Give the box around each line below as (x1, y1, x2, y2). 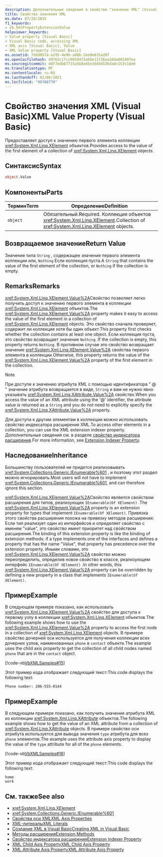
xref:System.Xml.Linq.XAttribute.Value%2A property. (5, 407, 111, 413)
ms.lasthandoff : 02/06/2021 (5, 75, 62, 80)
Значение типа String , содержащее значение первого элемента (5, 252, 140, 258)
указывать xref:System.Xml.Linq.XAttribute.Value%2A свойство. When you (5, 391, 156, 397)
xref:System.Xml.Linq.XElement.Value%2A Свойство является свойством (5, 494, 154, 500)
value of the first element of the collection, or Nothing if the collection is (5, 262, 148, 268)
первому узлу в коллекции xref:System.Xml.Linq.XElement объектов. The (5, 615, 154, 620)
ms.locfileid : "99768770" (5, 79, 57, 84)
